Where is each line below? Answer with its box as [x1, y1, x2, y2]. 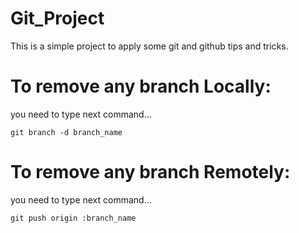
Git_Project [10, 7, 105, 30]
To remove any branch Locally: [10, 75, 272, 98]
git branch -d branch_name [10, 127, 123, 137]
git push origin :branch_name [10, 213, 137, 223]
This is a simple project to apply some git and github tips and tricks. [10, 40, 289, 52]
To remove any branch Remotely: [10, 161, 291, 184]
